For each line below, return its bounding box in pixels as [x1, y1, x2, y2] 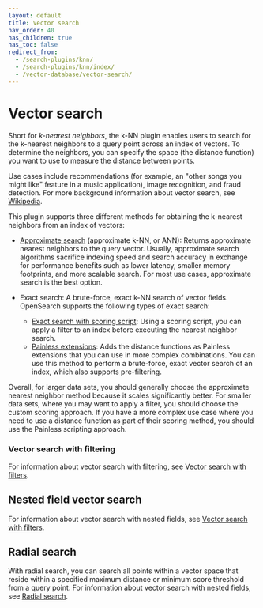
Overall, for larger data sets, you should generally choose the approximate [8, 382, 250, 391]
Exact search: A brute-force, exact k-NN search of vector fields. [19, 293, 228, 302]
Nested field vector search [8, 493, 142, 507]
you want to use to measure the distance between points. [8, 156, 195, 165]
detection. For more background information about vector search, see [8, 187, 235, 198]
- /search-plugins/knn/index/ [15, 63, 115, 71]
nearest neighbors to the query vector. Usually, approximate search [19, 244, 239, 253]
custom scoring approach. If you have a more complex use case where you [8, 407, 254, 417]
